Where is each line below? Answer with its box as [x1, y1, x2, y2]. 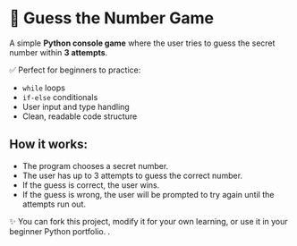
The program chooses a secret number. [21, 160, 169, 171]
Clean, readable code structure [21, 111, 138, 122]
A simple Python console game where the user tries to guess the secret [9, 38, 276, 48]
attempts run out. [21, 199, 87, 209]
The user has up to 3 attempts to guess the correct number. [21, 170, 243, 181]
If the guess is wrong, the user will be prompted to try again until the [21, 189, 275, 199]
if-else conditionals [21, 91, 98, 102]
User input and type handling [21, 101, 130, 112]
